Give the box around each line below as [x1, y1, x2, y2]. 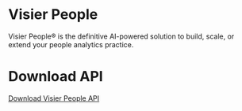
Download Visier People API [8, 93, 100, 103]
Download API [8, 68, 103, 86]
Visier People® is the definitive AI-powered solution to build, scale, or [8, 31, 235, 41]
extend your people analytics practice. [8, 39, 134, 49]
